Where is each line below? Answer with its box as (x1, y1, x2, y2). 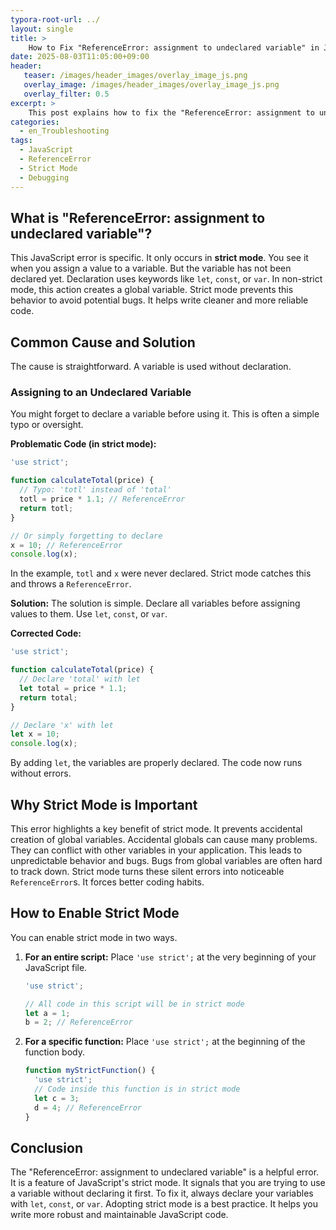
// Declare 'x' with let (10, 720, 114, 730)
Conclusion (10, 1139, 84, 1156)
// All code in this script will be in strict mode (24, 999, 245, 1009)
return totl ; (19, 503, 74, 513)
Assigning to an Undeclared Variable (10, 386, 192, 400)
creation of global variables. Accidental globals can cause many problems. (10, 833, 318, 845)
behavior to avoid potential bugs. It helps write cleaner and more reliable (10, 294, 309, 306)
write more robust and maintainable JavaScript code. (10, 1209, 229, 1221)
